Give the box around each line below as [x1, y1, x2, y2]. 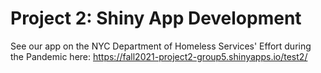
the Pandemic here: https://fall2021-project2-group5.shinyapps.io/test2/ [10, 50, 308, 62]
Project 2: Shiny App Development [10, 7, 302, 30]
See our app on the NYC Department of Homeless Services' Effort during [10, 40, 312, 52]
